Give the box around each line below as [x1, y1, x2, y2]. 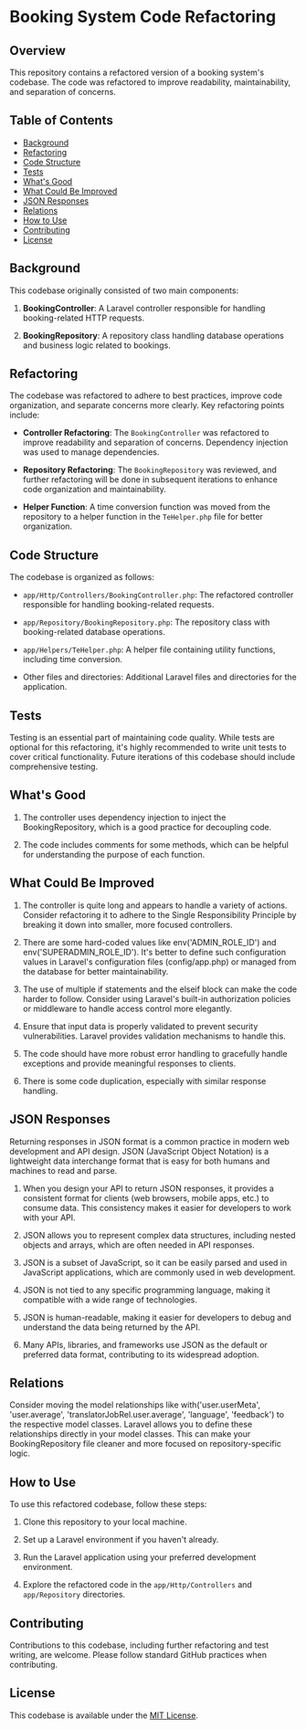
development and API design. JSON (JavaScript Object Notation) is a [9, 1145, 269, 1156]
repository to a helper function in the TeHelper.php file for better [22, 511, 263, 522]
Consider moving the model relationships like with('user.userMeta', [9, 1399, 261, 1410]
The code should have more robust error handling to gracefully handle [22, 1048, 288, 1059]
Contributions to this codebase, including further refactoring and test [9, 1639, 269, 1650]
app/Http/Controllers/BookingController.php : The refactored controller [22, 589, 294, 600]
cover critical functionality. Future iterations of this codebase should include [9, 752, 296, 763]
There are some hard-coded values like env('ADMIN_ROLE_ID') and [22, 936, 277, 947]
